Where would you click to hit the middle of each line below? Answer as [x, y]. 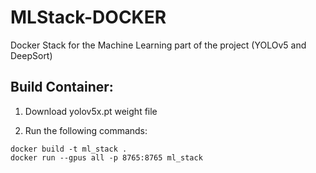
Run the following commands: [86, 130]
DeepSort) [31, 55]
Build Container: [62, 87]
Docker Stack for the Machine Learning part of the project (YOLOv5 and [158, 45]
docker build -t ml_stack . [69, 149]
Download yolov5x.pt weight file [91, 111]
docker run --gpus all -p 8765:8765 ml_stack [106, 157]
